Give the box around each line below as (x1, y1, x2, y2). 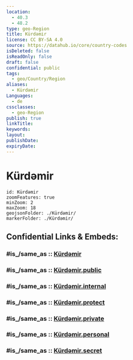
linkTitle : (6, 121, 34, 127)
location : (6, 8, 31, 15)
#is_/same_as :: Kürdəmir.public (6, 265, 102, 274)
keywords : (6, 126, 31, 132)
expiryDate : (6, 143, 36, 149)
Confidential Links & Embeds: (6, 231, 119, 241)
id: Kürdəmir (6, 189, 39, 195)
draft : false (6, 59, 39, 65)
